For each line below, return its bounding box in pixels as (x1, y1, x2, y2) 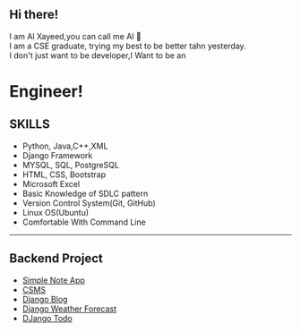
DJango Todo (21, 312, 73, 323)
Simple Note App (21, 275, 85, 285)
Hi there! (9, 7, 59, 22)
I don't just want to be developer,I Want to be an (9, 49, 186, 61)
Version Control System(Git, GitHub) (21, 197, 157, 209)
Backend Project (9, 251, 103, 267)
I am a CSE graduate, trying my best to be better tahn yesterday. (9, 40, 246, 51)
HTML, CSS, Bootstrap (21, 169, 106, 180)
